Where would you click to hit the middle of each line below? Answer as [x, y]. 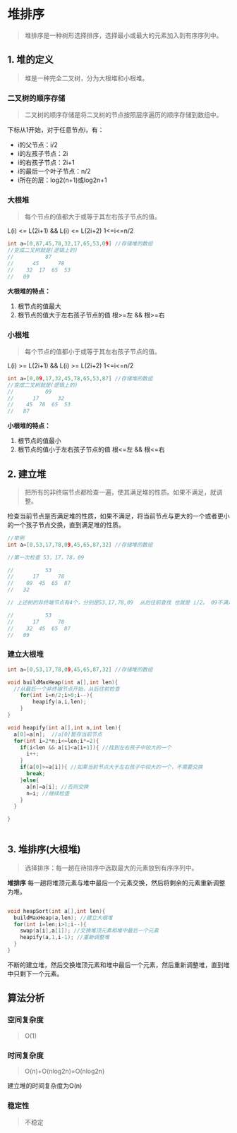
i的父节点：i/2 [38, 145]
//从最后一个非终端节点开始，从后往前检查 [67, 689]
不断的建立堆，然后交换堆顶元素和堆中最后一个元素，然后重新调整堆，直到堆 [119, 964]
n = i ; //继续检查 [48, 793]
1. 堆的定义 [31, 60]
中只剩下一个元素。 [35, 974]
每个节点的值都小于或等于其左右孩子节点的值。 [92, 351]
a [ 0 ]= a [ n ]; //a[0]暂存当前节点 [58, 734]
